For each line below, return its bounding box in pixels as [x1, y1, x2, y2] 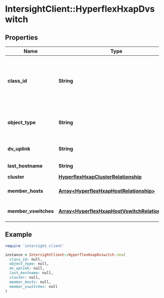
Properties [5, 33, 38, 42]
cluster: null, [9, 275, 41, 280]
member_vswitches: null [9, 284, 58, 289]
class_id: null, [9, 257, 42, 262]
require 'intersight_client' [5, 243, 64, 248]
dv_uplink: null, [9, 266, 45, 271]
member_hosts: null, [9, 279, 51, 284]
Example [5, 230, 32, 239]
